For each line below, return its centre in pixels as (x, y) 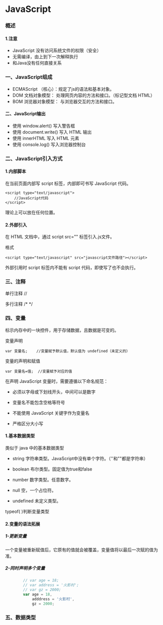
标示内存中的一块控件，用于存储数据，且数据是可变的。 (62, 330)
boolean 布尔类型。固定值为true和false (52, 469)
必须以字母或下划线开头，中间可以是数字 (54, 392)
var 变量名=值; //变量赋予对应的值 (39, 371)
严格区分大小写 (28, 423)
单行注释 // (16, 294)
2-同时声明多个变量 (25, 568)
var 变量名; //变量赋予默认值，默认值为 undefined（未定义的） (68, 351)
